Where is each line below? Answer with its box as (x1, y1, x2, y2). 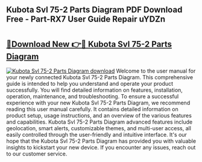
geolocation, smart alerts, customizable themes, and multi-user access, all (6, 125, 192, 131)
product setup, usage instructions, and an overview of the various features (6, 112, 192, 119)
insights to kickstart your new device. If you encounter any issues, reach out (6, 144, 196, 151)
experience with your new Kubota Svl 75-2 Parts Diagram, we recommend (6, 99, 191, 106)
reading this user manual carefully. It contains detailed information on (6, 106, 179, 113)
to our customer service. (6, 150, 68, 157)
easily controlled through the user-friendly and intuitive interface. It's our (6, 131, 187, 138)
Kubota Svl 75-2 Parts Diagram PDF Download (6, 5, 183, 15)
